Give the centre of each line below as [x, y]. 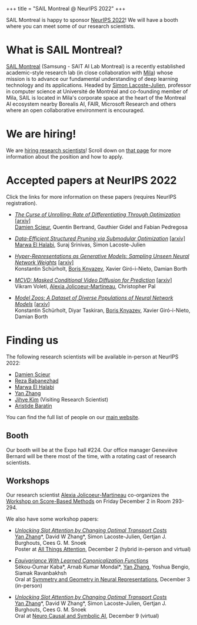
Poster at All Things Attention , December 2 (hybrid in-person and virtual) [103, 549]
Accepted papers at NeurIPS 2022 [91, 181]
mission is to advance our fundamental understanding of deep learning [92, 78]
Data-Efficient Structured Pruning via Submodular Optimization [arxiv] [100, 238]
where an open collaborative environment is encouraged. [75, 110]
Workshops [28, 481]
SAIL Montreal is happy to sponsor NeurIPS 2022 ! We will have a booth [92, 20]
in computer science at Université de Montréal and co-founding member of [97, 91]
